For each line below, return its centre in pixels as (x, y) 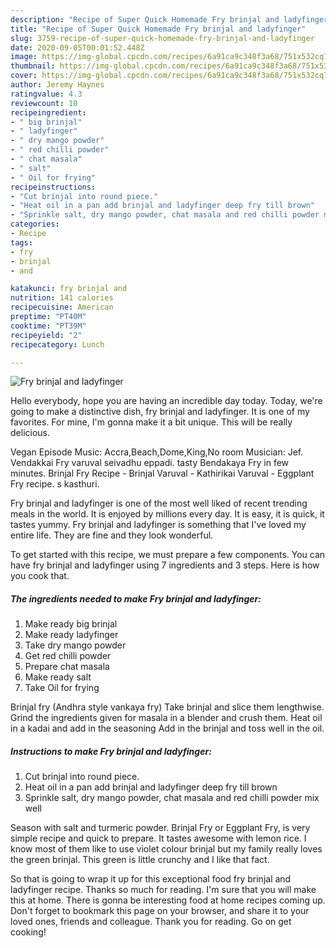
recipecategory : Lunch (57, 344)
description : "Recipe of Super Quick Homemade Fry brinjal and (145, 19)
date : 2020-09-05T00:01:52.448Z (77, 47)
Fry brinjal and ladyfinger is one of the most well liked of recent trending (159, 503)
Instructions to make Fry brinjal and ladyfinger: (111, 751)
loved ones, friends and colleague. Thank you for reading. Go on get (151, 922)
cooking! (28, 932)
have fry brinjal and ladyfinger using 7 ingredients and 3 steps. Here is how (165, 565)
